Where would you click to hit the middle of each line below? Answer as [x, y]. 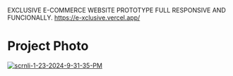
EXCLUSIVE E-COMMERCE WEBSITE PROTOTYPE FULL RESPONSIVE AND [116, 10]
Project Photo [48, 46]
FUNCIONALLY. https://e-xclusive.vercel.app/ [74, 18]
